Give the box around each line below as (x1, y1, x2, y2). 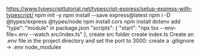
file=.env (6, 31, 28, 38)
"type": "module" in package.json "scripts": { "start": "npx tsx (6, 24, 159, 31)
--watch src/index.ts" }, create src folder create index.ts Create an (29, 31, 194, 38)
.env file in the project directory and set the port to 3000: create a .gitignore (6, 37, 195, 44)
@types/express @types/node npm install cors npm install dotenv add (6, 18, 181, 25)
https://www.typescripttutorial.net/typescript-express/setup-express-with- (6, 5, 193, 12)
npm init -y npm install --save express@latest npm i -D (34, 11, 170, 19)
